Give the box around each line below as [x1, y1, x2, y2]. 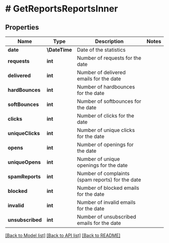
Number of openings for [77, 141, 134, 148]
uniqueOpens [8, 159, 41, 166]
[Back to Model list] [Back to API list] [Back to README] [5, 232, 121, 238]
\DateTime [46, 46, 72, 53]
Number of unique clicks [77, 127, 135, 134]
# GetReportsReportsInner [5, 3, 118, 15]
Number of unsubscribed [77, 213, 137, 220]
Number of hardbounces [77, 83, 135, 90]
